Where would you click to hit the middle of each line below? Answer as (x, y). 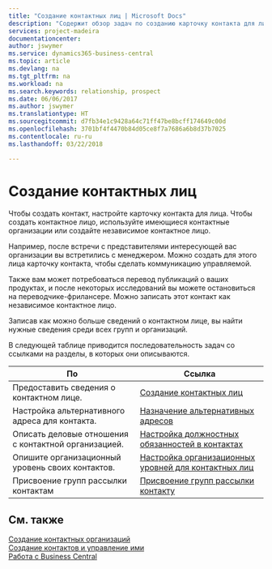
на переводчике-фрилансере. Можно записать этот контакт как (119, 297)
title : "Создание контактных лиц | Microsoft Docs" (97, 16)
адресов (157, 421)
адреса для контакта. (55, 421)
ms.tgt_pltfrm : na (39, 76)
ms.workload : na (36, 83)
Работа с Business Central (53, 557)
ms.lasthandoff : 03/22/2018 (56, 144)
